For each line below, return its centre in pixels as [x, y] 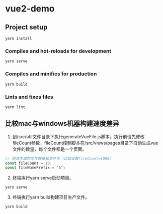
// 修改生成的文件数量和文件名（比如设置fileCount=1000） [59, 158]
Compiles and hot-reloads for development [58, 51]
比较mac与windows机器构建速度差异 [62, 123]
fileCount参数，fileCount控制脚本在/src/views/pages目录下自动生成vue [85, 143]
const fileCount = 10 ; [29, 163]
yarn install [19, 38]
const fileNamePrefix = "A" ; [35, 168]
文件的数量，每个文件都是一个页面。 [49, 149]
